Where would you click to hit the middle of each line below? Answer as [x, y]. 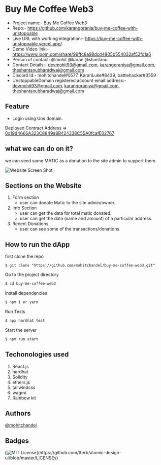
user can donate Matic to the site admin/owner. [67, 203]
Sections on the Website [43, 185]
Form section [26, 197]
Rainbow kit [24, 398]
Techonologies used [37, 355]
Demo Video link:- [31, 49]
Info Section [24, 208]
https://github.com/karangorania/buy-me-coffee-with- [82, 28]
